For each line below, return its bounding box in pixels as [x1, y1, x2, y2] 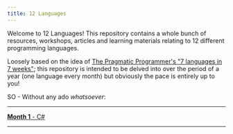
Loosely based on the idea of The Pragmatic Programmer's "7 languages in [7, 57, 223, 66]
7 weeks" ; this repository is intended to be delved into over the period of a [7, 64, 220, 73]
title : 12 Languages [7, 10, 67, 17]
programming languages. [7, 44, 79, 52]
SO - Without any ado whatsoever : [7, 93, 106, 101]
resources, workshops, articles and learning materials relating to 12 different [7, 36, 225, 45]
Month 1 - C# [7, 112, 45, 121]
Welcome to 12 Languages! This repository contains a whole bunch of [7, 29, 207, 37]
